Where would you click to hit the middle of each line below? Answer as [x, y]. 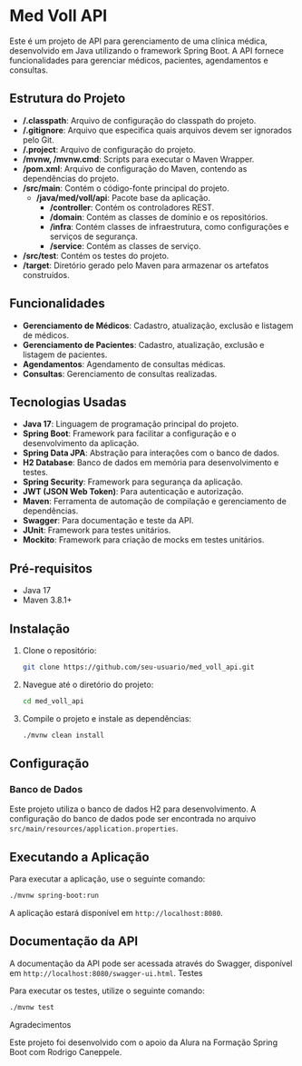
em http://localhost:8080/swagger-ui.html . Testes [106, 972]
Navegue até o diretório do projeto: [88, 684]
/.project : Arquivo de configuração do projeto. [109, 149]
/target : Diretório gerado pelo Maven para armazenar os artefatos [146, 265]
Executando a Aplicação [79, 857]
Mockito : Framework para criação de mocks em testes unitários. [143, 540]
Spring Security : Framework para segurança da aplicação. [132, 482]
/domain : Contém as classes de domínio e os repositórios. [159, 217]
